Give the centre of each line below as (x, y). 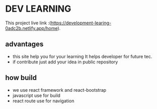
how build (21, 78)
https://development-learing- (81, 23)
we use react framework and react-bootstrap (59, 90)
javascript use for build (36, 95)
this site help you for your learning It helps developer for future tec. (82, 56)
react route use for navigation (43, 101)
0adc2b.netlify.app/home (32, 28)
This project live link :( (28, 23)
